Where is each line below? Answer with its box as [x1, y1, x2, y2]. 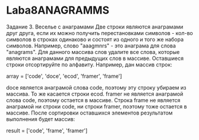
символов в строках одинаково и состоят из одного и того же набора [6, 36, 184, 43]
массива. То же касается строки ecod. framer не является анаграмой [6, 90, 184, 97]
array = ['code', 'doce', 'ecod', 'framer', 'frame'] [6, 72, 122, 79]
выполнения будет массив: [6, 115, 75, 122]
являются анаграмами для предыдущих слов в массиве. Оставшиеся [6, 55, 184, 62]
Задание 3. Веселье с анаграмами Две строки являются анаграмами [6, 23, 184, 30]
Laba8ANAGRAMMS [6, 4, 110, 17]
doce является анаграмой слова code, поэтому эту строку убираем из [6, 84, 187, 91]
